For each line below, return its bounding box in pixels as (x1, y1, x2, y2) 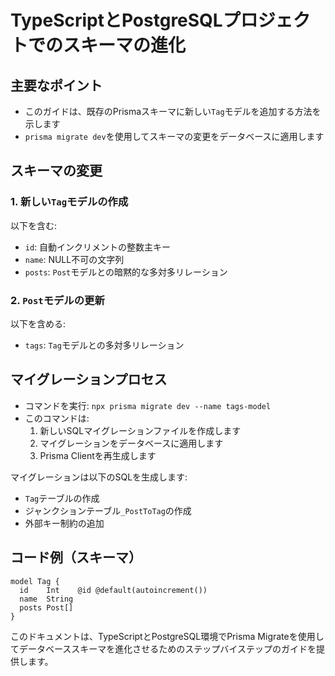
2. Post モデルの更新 (10, 293, 105, 307)
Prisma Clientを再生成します (39, 449, 157, 461)
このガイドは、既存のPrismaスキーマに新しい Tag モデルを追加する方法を (24, 106, 322, 117)
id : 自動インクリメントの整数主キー (24, 241, 172, 253)
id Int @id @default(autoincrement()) (19, 585, 208, 595)
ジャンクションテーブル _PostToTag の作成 (24, 504, 192, 516)
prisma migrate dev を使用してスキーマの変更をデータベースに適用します (24, 131, 325, 142)
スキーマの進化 (63, 34, 187, 57)
